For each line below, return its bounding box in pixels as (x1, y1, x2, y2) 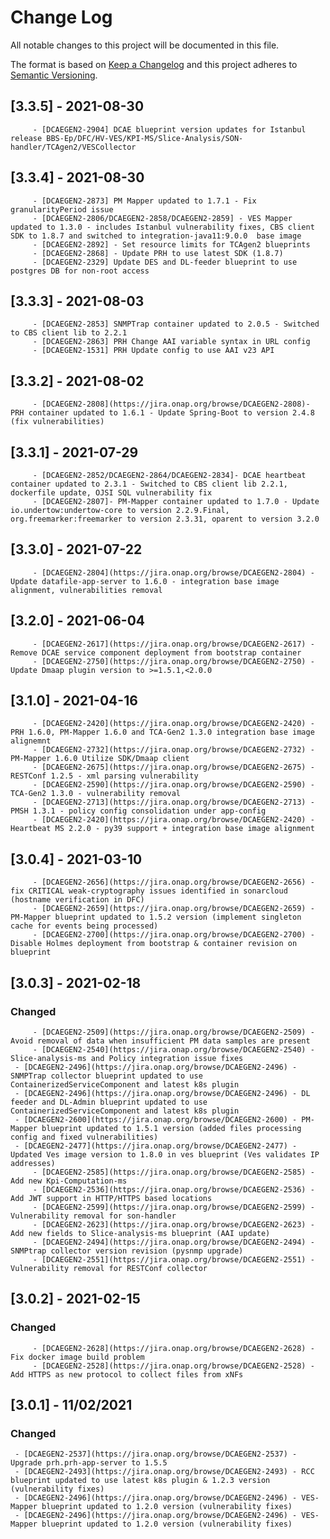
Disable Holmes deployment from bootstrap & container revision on (10, 939, 298, 949)
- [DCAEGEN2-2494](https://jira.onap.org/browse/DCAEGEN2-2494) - (32, 1237, 315, 1247)
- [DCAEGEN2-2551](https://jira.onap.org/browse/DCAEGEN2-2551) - (32, 1254, 315, 1265)
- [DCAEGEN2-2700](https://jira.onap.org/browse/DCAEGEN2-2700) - (32, 930, 315, 940)
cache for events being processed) (10, 921, 159, 931)
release (10, 133, 43, 143)
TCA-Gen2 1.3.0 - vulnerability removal (10, 789, 182, 799)
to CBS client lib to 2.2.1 (10, 328, 128, 338)
